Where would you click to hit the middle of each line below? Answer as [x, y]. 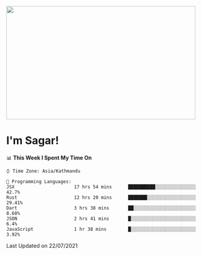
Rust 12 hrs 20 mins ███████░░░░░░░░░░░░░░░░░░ [101, 197]
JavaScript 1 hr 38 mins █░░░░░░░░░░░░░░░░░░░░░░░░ [101, 229]
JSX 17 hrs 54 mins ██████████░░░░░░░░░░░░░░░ [101, 187]
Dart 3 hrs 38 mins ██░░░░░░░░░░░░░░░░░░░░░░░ [101, 208]
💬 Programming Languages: [39, 181]
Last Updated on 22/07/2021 [42, 245]
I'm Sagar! [33, 140]
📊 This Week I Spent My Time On [49, 158]
